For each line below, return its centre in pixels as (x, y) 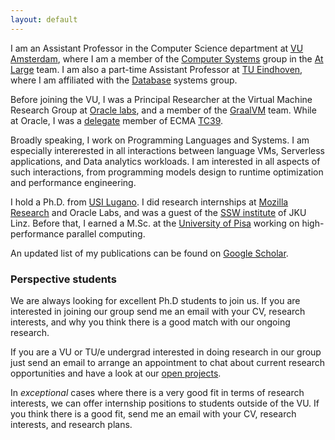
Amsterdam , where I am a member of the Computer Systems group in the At (167, 58)
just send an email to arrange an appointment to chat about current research (168, 362)
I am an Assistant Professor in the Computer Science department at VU (157, 48)
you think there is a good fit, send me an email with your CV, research (153, 413)
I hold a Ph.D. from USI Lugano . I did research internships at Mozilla (149, 202)
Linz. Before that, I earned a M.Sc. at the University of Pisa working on (155, 223)
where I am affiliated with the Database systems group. (124, 80)
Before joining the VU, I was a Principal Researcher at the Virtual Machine (161, 99)
